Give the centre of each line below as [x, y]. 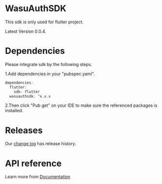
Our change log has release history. [40, 144]
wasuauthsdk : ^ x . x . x [30, 96]
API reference [33, 163]
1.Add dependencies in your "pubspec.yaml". [50, 74]
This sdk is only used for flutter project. [44, 22]
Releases [24, 130]
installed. [14, 111]
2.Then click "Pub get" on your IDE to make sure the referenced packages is [81, 105]
